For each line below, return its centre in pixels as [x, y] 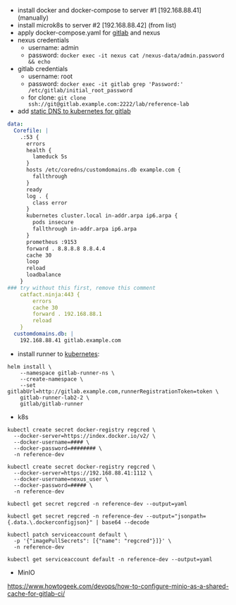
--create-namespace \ [51, 379]
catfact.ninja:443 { [50, 294]
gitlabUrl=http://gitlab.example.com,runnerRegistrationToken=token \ [113, 391]
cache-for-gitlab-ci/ [36, 593]
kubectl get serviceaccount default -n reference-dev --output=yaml [110, 559]
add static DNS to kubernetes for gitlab [74, 111]
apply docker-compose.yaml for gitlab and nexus [89, 32]
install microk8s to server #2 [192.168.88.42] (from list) [97, 25]
